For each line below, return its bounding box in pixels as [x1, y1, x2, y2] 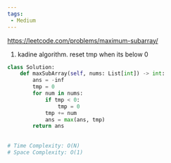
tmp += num [44, 109, 77, 116]
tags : [7, 10, 23, 18]
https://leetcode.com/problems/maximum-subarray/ [7, 36, 158, 44]
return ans [32, 123, 65, 130]
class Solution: [7, 64, 55, 71]
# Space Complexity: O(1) [7, 149, 83, 156]
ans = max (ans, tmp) [44, 116, 106, 123]
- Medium [10, 17, 37, 24]
